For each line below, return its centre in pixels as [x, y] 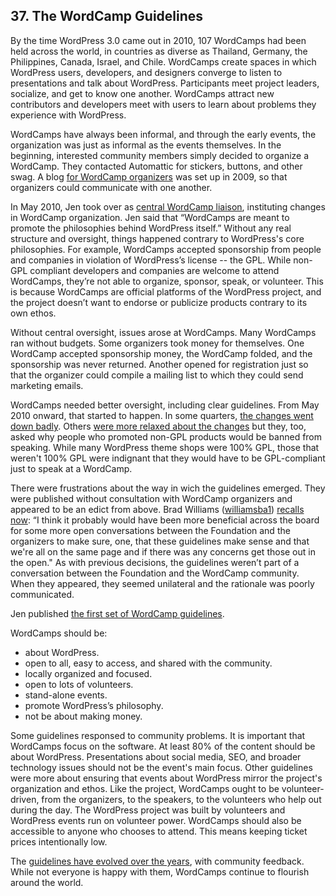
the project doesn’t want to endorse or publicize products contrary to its [159, 302]
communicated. [42, 594]
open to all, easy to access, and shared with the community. [148, 663]
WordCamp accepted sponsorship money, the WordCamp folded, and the [161, 353]
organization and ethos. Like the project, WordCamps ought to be [145, 788]
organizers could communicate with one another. [111, 187]
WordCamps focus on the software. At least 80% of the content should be [163, 746]
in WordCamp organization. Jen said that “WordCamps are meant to [150, 217]
